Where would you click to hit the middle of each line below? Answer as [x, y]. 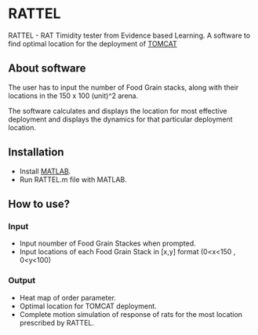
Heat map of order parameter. [67, 297]
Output [22, 281]
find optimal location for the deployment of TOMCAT [93, 43]
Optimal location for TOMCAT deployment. [88, 306]
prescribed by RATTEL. [57, 322]
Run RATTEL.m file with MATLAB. [73, 179]
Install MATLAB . [45, 171]
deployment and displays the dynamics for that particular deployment [120, 119]
